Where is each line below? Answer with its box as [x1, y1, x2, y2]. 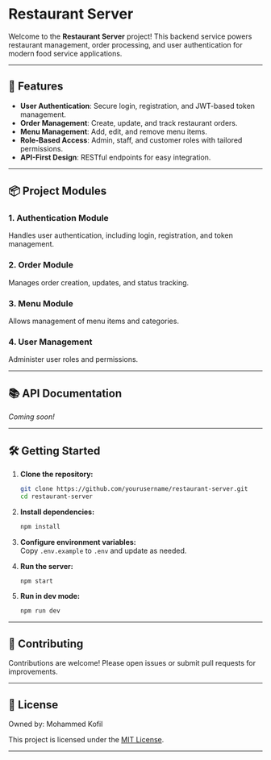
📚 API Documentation [8, 386, 123, 400]
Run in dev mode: [19, 592, 81, 601]
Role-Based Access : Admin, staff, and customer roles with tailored [19, 135, 243, 145]
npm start [19, 577, 54, 585]
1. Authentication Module [8, 213, 109, 224]
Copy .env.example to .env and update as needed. [19, 546, 187, 555]
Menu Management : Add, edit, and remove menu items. [19, 127, 208, 136]
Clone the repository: [19, 469, 94, 479]
